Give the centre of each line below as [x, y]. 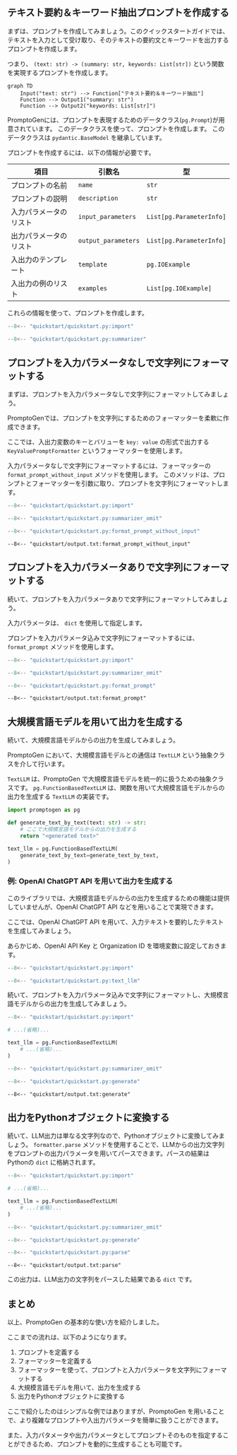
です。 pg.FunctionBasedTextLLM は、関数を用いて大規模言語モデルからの [119, 788]
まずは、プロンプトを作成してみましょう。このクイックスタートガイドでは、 [118, 31]
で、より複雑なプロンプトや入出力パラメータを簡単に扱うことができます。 [115, 1420]
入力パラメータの [39, 212]
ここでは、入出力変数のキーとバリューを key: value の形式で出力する [108, 442]
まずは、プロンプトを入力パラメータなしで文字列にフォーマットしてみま [112, 394]
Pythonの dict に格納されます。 [53, 1162]
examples [93, 288]
